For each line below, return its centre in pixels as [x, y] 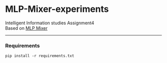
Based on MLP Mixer [26, 28]
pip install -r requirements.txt [40, 56]
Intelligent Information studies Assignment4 [50, 23]
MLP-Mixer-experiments [57, 9]
